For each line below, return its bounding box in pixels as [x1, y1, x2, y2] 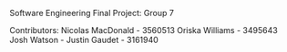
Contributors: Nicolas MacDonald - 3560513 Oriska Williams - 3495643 [9, 25, 278, 35]
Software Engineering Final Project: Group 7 [9, 8, 175, 18]
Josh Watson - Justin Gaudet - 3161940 [9, 35, 159, 45]
